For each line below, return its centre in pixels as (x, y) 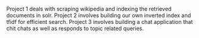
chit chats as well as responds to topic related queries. (75, 28)
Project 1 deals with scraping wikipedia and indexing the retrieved (89, 9)
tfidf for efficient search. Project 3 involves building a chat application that (99, 22)
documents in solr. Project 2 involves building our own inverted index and (99, 15)
